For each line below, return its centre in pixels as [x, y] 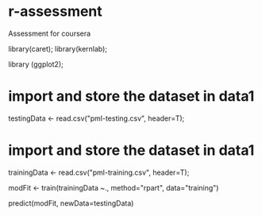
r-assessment [56, 12]
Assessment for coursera [50, 33]
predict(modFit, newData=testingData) [71, 203]
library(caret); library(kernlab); [58, 48]
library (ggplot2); [36, 64]
